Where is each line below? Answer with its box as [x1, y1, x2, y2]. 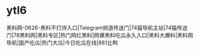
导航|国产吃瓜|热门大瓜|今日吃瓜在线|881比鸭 [6, 39, 118, 46]
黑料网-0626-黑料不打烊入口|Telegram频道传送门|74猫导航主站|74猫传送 [6, 24, 188, 31]
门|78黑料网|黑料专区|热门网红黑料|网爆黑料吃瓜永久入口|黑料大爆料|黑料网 [6, 31, 194, 39]
